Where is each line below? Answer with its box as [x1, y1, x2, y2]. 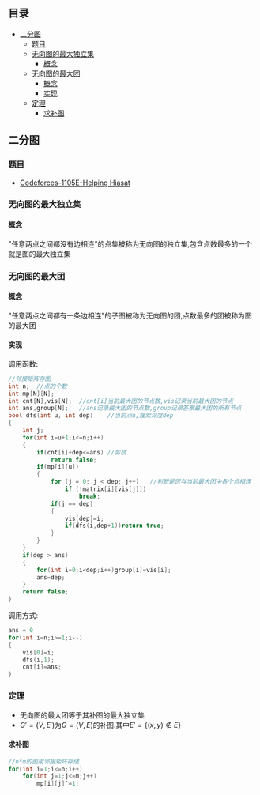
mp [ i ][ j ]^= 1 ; [36, 780, 80, 788]
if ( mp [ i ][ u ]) [36, 463, 80, 471]
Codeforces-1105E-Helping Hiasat [19, 178, 130, 187]
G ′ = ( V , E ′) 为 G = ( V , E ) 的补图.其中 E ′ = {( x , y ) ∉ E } [19, 720, 182, 729]
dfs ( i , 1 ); [22, 656, 55, 664]
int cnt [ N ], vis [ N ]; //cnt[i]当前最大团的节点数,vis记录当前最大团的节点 [8, 397, 234, 405]
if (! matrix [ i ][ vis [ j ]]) [64, 485, 147, 493]
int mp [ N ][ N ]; [8, 390, 55, 397]
